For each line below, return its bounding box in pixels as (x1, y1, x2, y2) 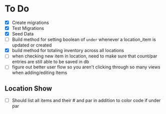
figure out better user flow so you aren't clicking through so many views (11, 64, 160, 70)
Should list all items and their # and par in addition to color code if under (11, 97, 161, 103)
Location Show (4, 84, 52, 92)
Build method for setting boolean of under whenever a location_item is (11, 36, 156, 42)
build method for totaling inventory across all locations (11, 47, 124, 53)
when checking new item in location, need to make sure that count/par (11, 53, 157, 59)
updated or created (11, 42, 52, 48)
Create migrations (11, 19, 49, 25)
